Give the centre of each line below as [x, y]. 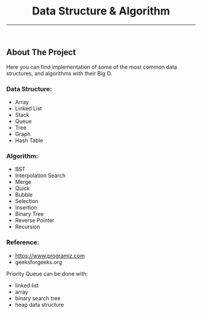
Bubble [24, 195]
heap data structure [39, 304]
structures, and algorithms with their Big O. [59, 73]
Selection [27, 201]
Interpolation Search [40, 175]
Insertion [26, 208]
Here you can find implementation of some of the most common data [92, 67]
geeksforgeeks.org [38, 262]
